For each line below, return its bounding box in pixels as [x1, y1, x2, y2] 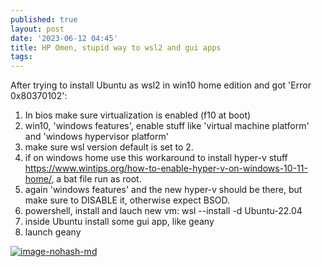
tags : [10, 52, 33, 62]
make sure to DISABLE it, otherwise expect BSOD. [24, 194, 231, 206]
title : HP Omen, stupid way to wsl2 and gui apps [10, 42, 222, 53]
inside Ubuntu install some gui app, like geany [24, 216, 215, 228]
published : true [10, 14, 78, 25]
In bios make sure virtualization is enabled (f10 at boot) [24, 109, 252, 121]
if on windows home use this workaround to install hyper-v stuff [24, 152, 288, 164]
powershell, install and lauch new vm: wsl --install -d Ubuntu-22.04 [24, 205, 303, 217]
